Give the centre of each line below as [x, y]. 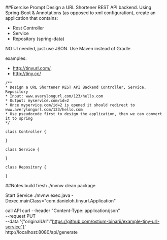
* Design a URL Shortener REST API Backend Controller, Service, [76, 87]
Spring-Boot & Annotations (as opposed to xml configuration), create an [80, 13]
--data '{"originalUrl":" [29, 221]
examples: [16, 58]
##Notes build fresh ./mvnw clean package [51, 185]
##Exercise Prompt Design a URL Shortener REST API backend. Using [78, 7]
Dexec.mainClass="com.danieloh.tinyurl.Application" [60, 201]
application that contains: [32, 18]
